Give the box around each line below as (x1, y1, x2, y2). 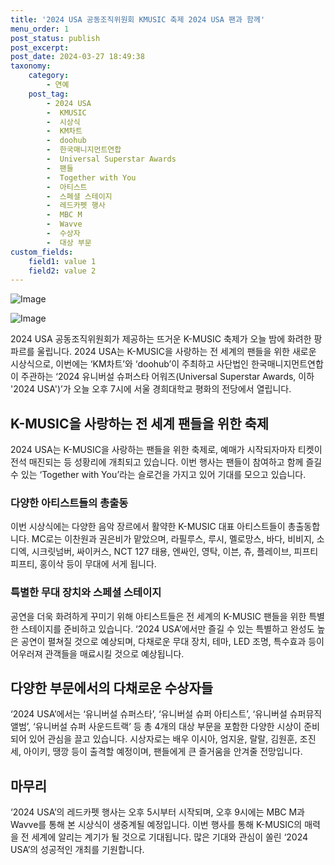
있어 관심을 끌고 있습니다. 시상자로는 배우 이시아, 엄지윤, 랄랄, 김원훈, (28, 733, 298, 745)
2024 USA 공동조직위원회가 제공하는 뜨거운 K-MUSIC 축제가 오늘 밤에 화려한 (10, 333, 312, 345)
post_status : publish (10, 33, 101, 43)
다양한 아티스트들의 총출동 (10, 496, 129, 510)
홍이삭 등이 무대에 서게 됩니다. (39, 558, 157, 570)
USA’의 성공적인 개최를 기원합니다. (10, 844, 145, 856)
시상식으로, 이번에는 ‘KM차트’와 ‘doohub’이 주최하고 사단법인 (10, 358, 250, 370)
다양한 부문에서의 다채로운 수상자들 (10, 680, 214, 697)
